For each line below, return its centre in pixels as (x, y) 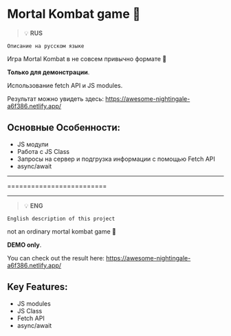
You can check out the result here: (56, 258)
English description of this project (61, 219)
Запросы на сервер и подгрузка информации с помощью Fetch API (116, 159)
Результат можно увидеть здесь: (56, 98)
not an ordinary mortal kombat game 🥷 (62, 231)
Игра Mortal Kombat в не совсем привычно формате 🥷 (87, 58)
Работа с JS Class (43, 151)
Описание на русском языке (46, 46)
